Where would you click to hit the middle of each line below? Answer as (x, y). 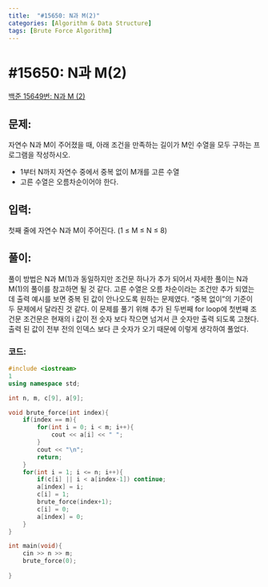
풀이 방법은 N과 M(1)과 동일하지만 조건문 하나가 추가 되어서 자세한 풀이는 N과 (128, 279)
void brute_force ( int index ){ (59, 412)
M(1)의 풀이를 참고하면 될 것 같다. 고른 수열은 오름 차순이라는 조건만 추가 (121, 288)
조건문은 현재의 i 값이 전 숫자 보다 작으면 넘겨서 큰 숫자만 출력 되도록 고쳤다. (141, 319)
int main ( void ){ (35, 546)
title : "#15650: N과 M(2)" (54, 16)
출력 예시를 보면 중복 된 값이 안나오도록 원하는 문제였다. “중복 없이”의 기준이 (135, 299)
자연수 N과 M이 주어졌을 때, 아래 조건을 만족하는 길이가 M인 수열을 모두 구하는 (130, 145)
